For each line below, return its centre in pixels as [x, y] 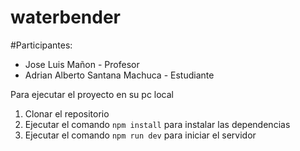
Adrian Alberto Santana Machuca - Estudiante [119, 75]
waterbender [65, 17]
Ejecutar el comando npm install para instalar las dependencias [157, 124]
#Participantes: [41, 45]
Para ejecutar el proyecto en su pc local [92, 94]
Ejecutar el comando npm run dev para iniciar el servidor [140, 135]
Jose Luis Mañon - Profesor [82, 64]
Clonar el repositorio [67, 113]
